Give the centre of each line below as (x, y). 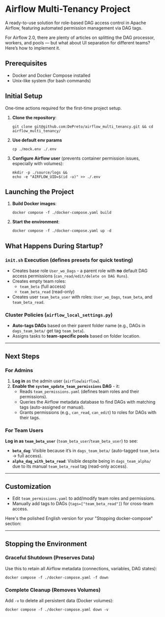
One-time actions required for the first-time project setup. (63, 108)
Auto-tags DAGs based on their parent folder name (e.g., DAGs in (79, 326)
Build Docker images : (34, 204)
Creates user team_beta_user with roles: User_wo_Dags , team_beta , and (82, 297)
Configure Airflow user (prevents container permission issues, (76, 158)
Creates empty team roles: (39, 281)
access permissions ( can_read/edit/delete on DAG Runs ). (70, 276)
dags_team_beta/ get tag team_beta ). (48, 331)
